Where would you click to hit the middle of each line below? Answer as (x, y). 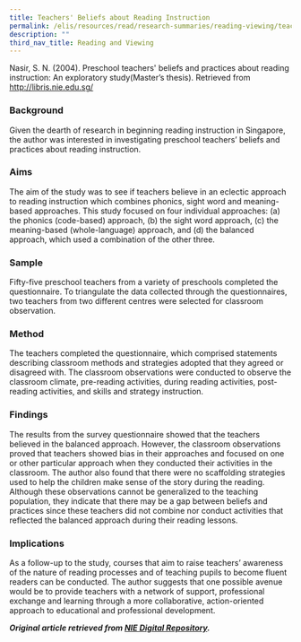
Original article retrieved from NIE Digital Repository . (110, 628)
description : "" (39, 34)
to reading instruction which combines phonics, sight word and (125, 201)
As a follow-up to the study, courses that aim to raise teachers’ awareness (146, 563)
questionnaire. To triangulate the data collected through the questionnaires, (148, 291)
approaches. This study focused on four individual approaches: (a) (157, 211)
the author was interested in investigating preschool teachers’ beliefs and (145, 139)
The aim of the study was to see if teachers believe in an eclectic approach (148, 191)
